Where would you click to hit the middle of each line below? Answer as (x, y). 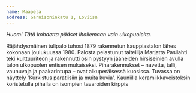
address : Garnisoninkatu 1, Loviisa (52, 17)
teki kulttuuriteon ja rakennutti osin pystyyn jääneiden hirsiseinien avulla (95, 58)
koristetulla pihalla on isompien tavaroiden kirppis (67, 83)
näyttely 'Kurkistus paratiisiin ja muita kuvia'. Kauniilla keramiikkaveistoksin (98, 77)
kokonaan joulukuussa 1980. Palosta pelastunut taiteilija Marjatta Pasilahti (97, 52)
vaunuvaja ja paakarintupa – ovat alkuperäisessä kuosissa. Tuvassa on (93, 71)
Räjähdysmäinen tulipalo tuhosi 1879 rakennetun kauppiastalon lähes (91, 46)
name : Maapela (24, 12)
